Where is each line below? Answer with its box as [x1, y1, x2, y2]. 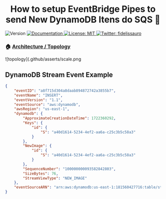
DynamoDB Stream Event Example [5, 70, 113, 79]
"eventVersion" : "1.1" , [14, 98, 63, 102]
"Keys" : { [23, 120, 43, 126]
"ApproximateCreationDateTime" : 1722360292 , [23, 116, 116, 121]
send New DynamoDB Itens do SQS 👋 [5, 14, 161, 25]
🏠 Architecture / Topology [5, 43, 71, 50]
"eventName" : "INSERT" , [14, 93, 63, 98]
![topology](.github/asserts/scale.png [5, 56, 82, 62]
